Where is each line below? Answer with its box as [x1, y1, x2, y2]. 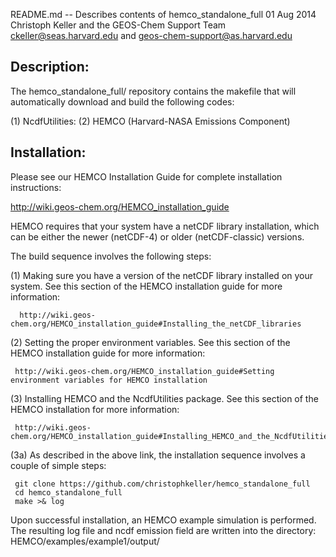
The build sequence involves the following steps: [10, 250, 212, 262]
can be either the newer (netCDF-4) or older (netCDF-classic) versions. [10, 230, 305, 243]
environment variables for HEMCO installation [10, 375, 208, 385]
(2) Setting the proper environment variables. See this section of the [10, 336, 291, 348]
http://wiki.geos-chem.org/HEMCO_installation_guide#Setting [14, 366, 275, 376]
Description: [10, 59, 90, 76]
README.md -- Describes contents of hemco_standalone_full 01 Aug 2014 [10, 9, 317, 20]
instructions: [10, 181, 62, 193]
